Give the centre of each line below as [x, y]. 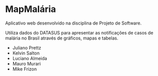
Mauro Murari [27, 63]
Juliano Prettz [27, 47]
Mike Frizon [25, 69]
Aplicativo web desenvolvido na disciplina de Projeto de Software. [73, 23]
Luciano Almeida [30, 58]
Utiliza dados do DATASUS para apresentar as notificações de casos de [79, 32]
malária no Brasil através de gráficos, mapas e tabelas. [62, 38]
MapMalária [31, 9]
